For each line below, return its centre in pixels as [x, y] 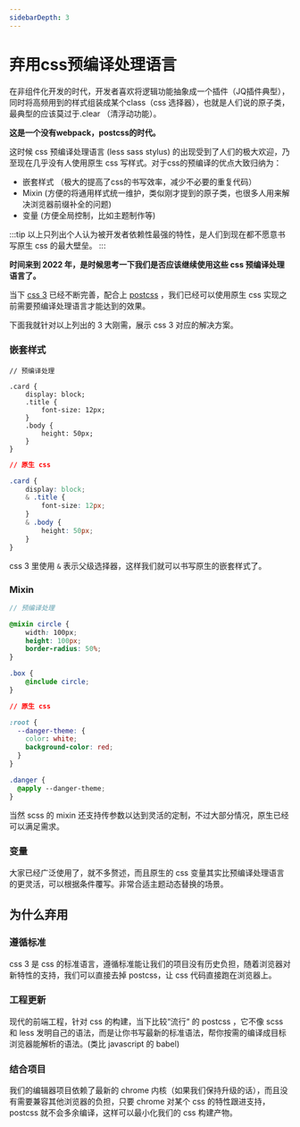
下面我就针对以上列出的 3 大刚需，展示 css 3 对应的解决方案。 [124, 325]
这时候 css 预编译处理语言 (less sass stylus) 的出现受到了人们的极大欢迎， [146, 151]
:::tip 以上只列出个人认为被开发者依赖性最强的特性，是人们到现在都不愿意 [144, 234]
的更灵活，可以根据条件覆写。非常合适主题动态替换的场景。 [119, 884]
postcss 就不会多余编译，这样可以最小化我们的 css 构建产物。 [124, 1113]
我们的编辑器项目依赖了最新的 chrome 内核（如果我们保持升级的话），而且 [145, 1090]
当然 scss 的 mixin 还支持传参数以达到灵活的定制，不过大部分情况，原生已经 [149, 815]
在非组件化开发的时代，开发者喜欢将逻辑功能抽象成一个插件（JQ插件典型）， [150, 91]
